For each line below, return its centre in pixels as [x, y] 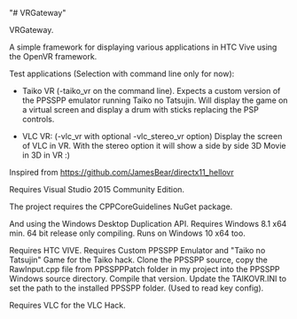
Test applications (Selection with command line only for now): [122, 74]
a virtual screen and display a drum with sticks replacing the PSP [140, 109]
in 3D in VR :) [46, 155]
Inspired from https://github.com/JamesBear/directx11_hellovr [121, 172]
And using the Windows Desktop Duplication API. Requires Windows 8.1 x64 [148, 224]
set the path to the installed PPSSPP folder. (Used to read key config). [137, 288]
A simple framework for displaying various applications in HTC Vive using [143, 47]
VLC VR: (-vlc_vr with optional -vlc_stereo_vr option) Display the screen [152, 136]
